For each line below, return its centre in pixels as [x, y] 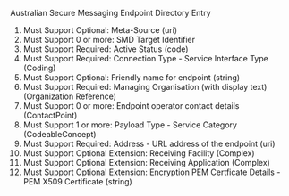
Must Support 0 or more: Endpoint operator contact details [131, 106]
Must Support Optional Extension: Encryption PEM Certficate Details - [152, 172]
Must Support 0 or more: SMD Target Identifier [109, 40]
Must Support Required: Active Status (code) [106, 49]
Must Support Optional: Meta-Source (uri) [100, 30]
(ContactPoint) [50, 115]
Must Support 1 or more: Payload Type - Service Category [130, 125]
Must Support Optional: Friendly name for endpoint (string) [132, 78]
